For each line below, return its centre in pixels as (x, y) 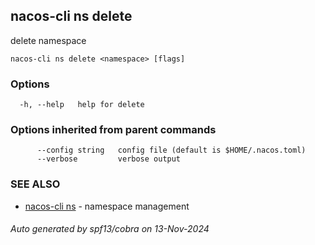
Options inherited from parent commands (113, 130)
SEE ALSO (35, 184)
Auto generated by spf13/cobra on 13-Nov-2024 (110, 229)
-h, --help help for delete (82, 105)
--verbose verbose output (109, 159)
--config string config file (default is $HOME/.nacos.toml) (171, 150)
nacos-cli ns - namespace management (107, 206)
